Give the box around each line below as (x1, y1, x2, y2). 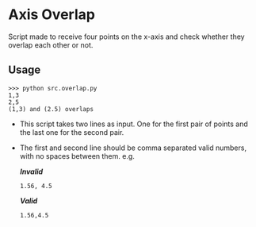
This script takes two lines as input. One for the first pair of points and (19, 119, 248, 129)
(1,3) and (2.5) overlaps (8, 105, 94, 113)
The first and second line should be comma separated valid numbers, (19, 143, 247, 152)
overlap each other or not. (8, 40, 94, 49)
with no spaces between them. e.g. (19, 151, 135, 160)
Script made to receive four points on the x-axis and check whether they (8, 32, 245, 41)
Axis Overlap (8, 6, 95, 24)
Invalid (19, 167, 44, 176)
